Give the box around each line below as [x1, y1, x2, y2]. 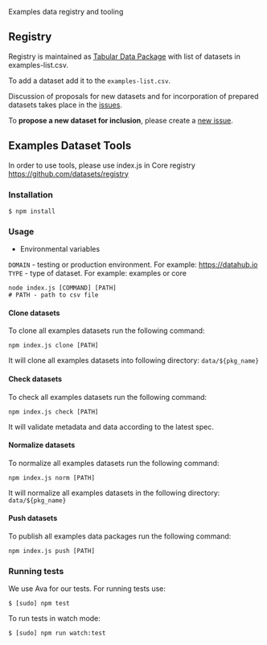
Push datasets [8, 514, 58, 523]
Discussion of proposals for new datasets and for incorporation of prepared [8, 91, 259, 101]
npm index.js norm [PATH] [8, 473, 95, 482]
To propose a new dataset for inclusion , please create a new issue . [8, 115, 233, 125]
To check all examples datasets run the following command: [8, 392, 207, 402]
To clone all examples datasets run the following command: [8, 326, 205, 335]
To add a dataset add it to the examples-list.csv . [8, 76, 171, 85]
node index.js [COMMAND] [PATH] [8, 284, 117, 293]
